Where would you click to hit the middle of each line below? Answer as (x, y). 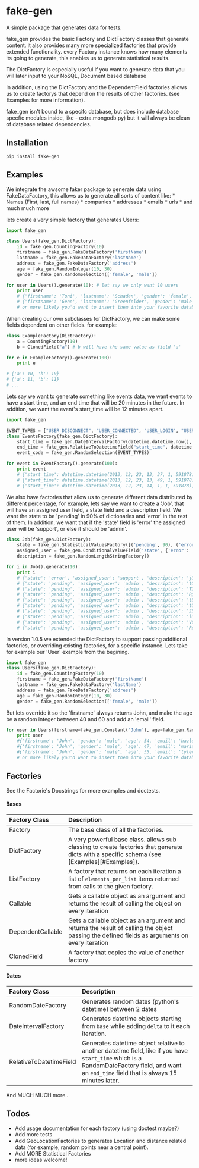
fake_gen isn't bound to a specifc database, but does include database (93, 111)
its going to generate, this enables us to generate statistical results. (88, 58)
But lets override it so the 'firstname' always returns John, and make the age (99, 713)
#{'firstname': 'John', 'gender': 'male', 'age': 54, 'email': (97, 741)
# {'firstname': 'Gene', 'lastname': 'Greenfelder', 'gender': (97, 302)
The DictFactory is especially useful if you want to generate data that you (95, 69)
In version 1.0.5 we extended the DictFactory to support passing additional (97, 639)
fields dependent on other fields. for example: (62, 325)
